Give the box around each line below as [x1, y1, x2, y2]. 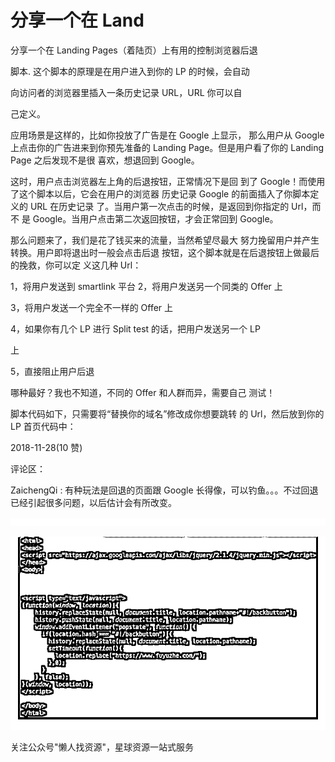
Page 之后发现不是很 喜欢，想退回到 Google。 [10, 154, 200, 166]
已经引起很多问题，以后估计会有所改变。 [10, 496, 177, 508]
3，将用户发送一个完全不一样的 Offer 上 [10, 301, 174, 313]
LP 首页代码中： [10, 420, 77, 432]
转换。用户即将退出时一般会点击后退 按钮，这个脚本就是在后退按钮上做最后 [10, 246, 320, 258]
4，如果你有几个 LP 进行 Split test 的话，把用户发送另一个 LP [10, 322, 261, 335]
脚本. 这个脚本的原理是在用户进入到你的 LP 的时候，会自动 [10, 65, 250, 77]
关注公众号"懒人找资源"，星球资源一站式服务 [10, 741, 195, 753]
